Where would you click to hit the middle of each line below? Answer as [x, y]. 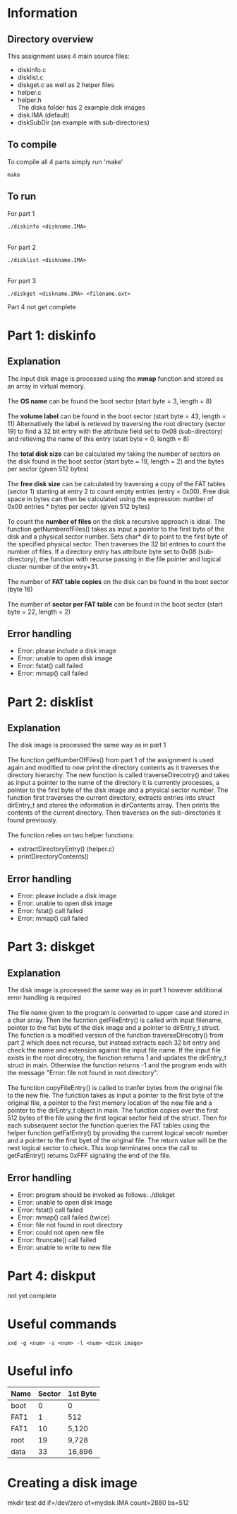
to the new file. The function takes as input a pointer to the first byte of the [115, 1096]
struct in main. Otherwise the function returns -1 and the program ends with [117, 1065]
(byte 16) [20, 589]
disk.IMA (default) [43, 115]
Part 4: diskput [52, 1276]
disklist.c [30, 77]
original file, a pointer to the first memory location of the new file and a [110, 1103]
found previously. [32, 820]
